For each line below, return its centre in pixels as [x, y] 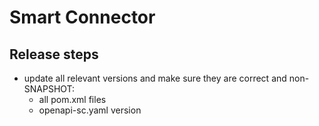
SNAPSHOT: [49, 89]
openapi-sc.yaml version [90, 110]
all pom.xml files [72, 99]
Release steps [54, 54]
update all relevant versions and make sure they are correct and [155, 78]
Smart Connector [82, 17]
